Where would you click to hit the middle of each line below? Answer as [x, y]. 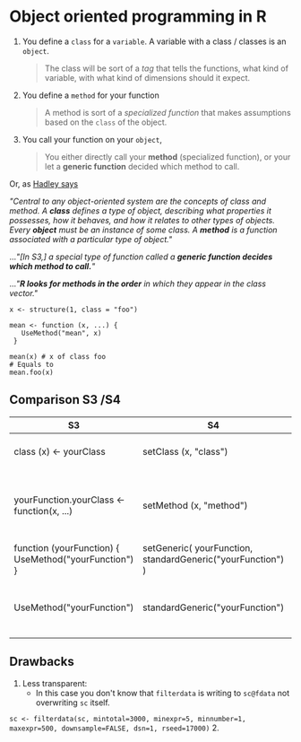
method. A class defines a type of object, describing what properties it [140, 210]
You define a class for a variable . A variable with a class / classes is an [154, 41]
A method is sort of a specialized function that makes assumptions [168, 112]
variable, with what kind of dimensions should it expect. [147, 77]
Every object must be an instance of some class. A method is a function [143, 230]
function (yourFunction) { [67, 547]
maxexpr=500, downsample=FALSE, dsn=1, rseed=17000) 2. [114, 728]
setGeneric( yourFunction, [198, 547]
